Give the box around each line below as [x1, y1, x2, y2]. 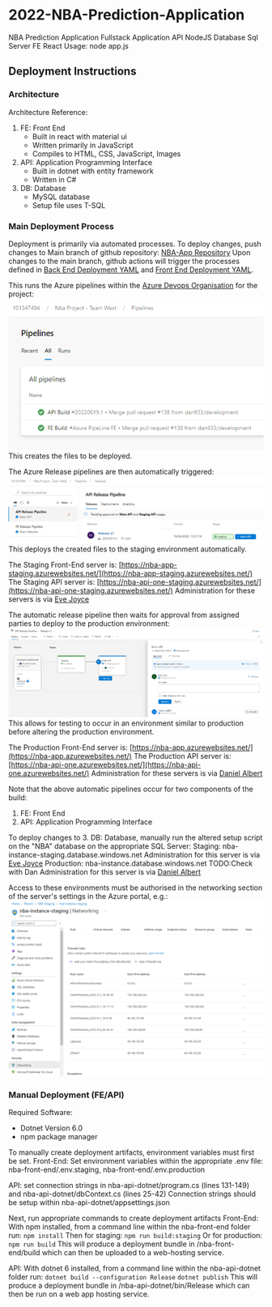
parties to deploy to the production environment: [8, 618, 170, 628]
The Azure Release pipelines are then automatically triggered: [8, 466, 215, 476]
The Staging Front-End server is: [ [8, 560, 122, 569]
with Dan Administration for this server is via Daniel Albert [8, 867, 201, 877]
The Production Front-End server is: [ [8, 743, 133, 752]
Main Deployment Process [8, 220, 115, 232]
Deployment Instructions [8, 65, 137, 79]
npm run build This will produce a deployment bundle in [8, 1239, 196, 1249]
